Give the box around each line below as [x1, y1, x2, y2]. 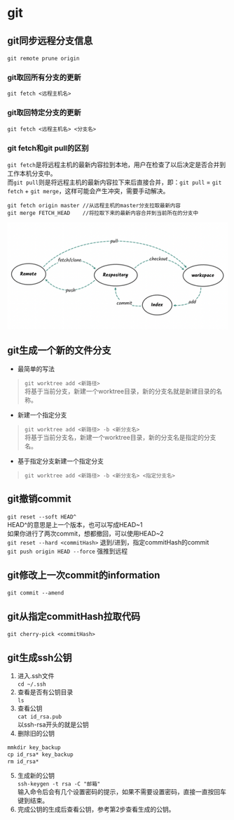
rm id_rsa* [7, 758, 39, 765]
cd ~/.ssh [17, 681, 47, 688]
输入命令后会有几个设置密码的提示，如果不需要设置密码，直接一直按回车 [17, 788, 226, 796]
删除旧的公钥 [17, 729, 55, 738]
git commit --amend [7, 590, 64, 597]
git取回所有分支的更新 [7, 72, 81, 82]
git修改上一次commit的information [7, 569, 160, 581]
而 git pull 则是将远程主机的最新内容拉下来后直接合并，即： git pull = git [7, 178, 222, 186]
